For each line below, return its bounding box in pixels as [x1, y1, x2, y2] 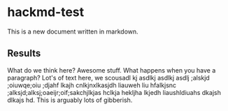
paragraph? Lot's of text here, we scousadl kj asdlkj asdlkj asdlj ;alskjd [7, 73, 210, 82]
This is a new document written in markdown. [7, 27, 138, 36]
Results [7, 47, 41, 59]
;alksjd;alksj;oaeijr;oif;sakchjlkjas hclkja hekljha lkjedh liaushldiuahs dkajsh [7, 88, 222, 96]
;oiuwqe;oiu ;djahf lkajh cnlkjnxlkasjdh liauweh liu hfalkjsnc [7, 81, 177, 89]
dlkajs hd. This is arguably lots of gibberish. [7, 96, 133, 104]
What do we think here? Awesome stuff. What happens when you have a [7, 66, 216, 74]
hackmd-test [7, 4, 85, 20]
